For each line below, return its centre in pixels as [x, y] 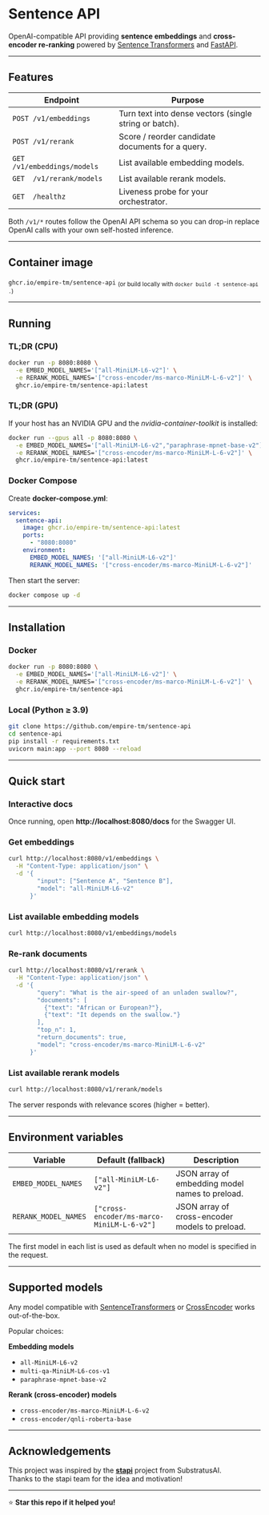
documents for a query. [163, 147]
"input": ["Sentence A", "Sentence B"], [105, 881]
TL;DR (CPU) [33, 346]
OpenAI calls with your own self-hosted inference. [91, 230]
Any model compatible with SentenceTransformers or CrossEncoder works [132, 1307]
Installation [37, 627]
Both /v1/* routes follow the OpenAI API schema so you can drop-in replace [134, 221]
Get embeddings [41, 842]
